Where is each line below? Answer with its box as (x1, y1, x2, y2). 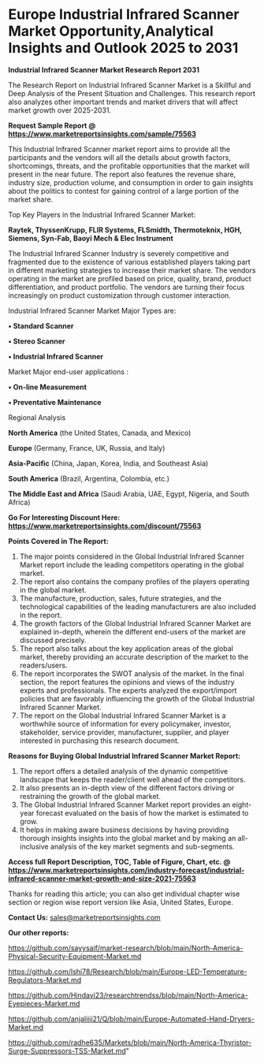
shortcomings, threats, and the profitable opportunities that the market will (8, 161, 250, 170)
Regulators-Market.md (8, 975, 81, 984)
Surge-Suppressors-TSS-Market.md (8, 1046, 126, 1055)
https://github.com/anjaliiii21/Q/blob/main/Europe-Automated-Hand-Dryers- (8, 1014, 255, 1024)
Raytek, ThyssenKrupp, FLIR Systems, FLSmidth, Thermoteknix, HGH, (8, 225, 243, 234)
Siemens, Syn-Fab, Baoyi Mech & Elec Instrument (8, 233, 173, 243)
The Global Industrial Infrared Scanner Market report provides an (19, 800, 231, 809)
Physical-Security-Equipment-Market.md (8, 951, 142, 961)
